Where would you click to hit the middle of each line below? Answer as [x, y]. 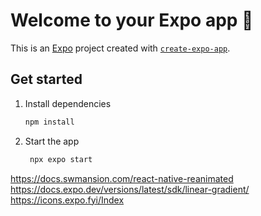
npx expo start [61, 159]
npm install [49, 122]
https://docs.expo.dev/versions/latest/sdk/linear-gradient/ [130, 189]
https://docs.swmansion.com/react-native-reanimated [122, 178]
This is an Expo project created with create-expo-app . [120, 48]
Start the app [52, 141]
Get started [46, 79]
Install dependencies [68, 103]
